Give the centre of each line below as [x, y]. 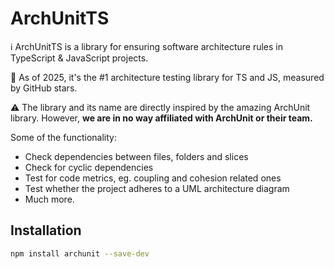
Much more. [49, 199]
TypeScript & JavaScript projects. [79, 58]
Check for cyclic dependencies [89, 167]
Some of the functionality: [63, 137]
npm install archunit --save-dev [80, 253]
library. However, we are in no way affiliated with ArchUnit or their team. [161, 118]
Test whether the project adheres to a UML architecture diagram [157, 188]
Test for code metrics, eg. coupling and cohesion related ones [153, 178]
